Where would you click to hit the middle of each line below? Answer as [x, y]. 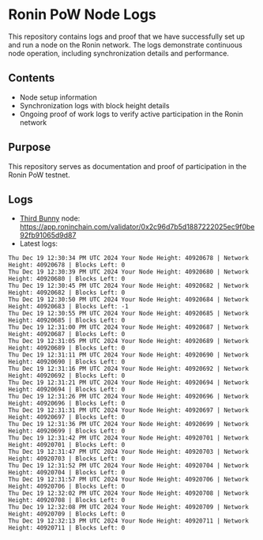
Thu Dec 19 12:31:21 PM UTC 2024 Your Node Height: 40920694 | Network [128, 383]
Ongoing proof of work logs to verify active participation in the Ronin [131, 114]
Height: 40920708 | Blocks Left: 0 [67, 500]
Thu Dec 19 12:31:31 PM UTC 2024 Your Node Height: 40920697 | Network [128, 410]
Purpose [30, 147]
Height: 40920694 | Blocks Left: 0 [67, 390]
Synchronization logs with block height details [94, 105]
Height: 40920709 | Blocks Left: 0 [67, 514]
